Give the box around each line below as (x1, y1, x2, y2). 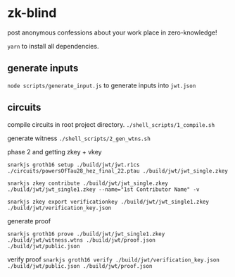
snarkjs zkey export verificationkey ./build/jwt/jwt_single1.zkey (7, 198, 210, 205)
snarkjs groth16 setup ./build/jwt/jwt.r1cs (7, 161, 140, 168)
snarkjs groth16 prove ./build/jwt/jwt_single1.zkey (7, 230, 165, 238)
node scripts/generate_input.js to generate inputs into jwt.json (7, 81, 196, 90)
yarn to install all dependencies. (7, 42, 99, 50)
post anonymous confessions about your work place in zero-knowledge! (7, 28, 217, 37)
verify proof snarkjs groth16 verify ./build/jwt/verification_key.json (7, 255, 220, 264)
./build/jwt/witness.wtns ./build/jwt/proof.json (7, 236, 156, 244)
